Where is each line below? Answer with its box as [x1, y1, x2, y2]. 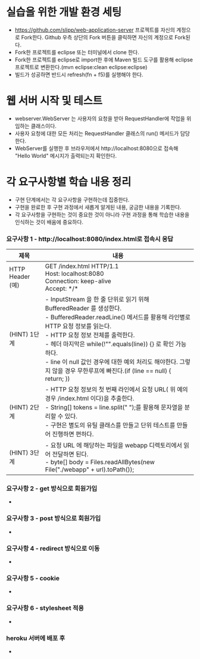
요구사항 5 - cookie [6, 574, 60, 582]
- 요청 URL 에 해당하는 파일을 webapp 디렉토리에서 [45, 442, 183, 450]
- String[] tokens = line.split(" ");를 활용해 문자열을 [45, 403, 183, 412]
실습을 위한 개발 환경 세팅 [6, 5, 122, 19]
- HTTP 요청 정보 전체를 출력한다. [45, 331, 135, 340]
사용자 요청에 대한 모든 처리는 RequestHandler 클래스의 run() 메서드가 [14, 129, 179, 137]
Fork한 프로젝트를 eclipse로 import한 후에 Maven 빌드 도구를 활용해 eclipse [14, 56, 193, 63]
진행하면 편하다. [52, 430, 94, 439]
